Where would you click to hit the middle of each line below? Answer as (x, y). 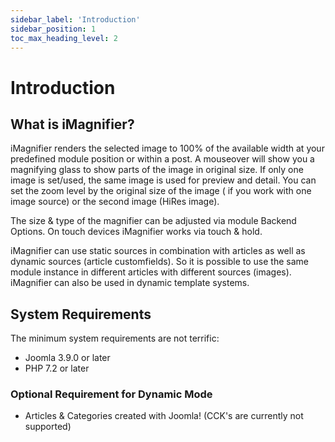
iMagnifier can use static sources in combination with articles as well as (158, 251)
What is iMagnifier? (72, 124)
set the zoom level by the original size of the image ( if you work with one (161, 191)
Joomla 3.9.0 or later (67, 358)
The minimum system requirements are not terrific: (115, 338)
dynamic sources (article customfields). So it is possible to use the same (159, 262)
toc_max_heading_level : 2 (64, 38)
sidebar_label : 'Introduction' (75, 19)
